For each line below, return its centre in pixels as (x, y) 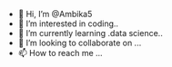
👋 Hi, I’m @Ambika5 (55, 14)
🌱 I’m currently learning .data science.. (91, 33)
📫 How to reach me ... (60, 53)
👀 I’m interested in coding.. (68, 24)
